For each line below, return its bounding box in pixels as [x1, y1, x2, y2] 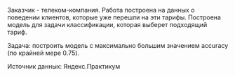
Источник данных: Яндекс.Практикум [7, 62, 121, 70]
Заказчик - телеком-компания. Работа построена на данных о [7, 6, 195, 14]
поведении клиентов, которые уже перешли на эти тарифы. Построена [7, 13, 221, 22]
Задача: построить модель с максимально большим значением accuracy [7, 42, 229, 49]
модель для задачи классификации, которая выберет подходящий [7, 21, 208, 28]
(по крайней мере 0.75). [7, 49, 79, 57]
